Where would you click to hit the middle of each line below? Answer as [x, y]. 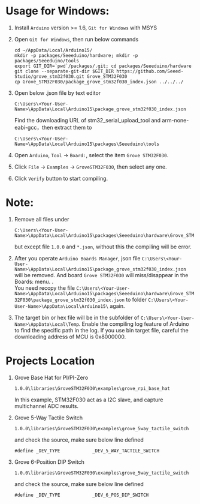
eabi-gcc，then [34, 127]
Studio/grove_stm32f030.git [49, 76]
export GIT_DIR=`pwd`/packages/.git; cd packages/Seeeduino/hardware [103, 66]
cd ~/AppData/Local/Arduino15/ [53, 50]
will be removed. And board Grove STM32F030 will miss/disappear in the [101, 275]
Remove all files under [42, 219]
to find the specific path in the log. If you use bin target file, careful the [101, 330]
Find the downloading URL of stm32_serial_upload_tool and [87, 120]
